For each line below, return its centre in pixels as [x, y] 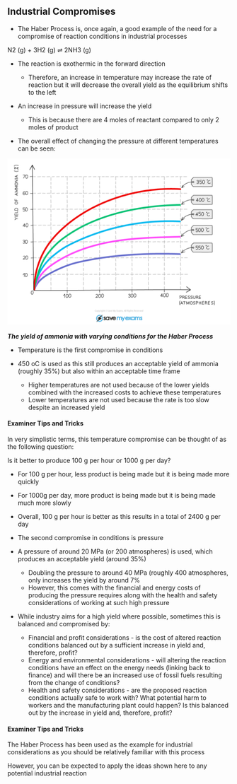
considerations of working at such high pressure [99, 603]
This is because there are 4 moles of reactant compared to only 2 [123, 119]
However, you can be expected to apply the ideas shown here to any [107, 766]
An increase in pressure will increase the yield [85, 106]
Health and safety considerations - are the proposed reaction [117, 690]
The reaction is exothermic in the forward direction [92, 64]
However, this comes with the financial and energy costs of [115, 588]
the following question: [41, 447]
